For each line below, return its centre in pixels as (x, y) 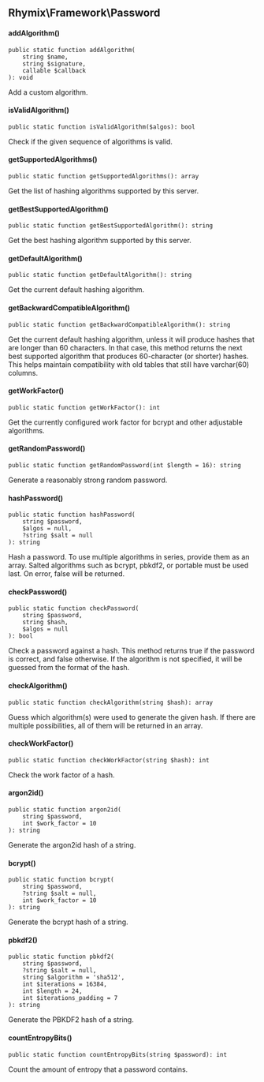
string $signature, (54, 64)
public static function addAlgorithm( (72, 50)
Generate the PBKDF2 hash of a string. (71, 1020)
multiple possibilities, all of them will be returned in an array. (106, 725)
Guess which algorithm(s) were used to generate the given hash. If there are (132, 717)
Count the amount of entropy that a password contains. (98, 1069)
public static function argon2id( (65, 810)
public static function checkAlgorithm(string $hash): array (111, 702)
